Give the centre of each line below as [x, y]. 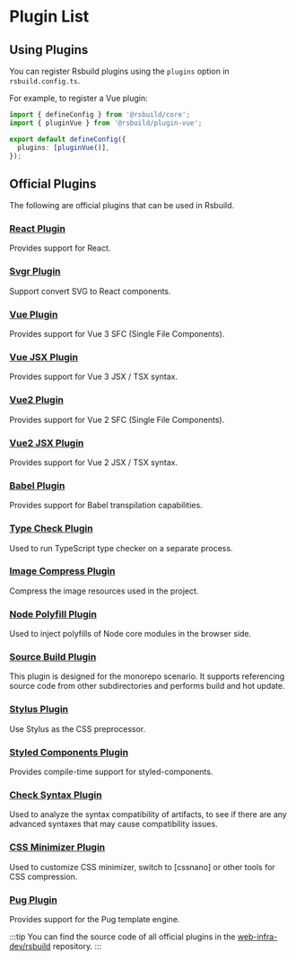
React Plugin [37, 229]
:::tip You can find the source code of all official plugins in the [122, 937]
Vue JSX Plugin [44, 357]
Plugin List [49, 17]
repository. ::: [77, 946]
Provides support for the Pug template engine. [95, 919]
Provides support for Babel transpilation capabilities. [106, 506]
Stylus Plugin [39, 709]
